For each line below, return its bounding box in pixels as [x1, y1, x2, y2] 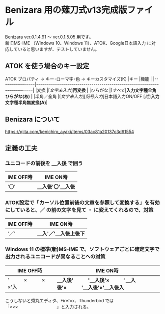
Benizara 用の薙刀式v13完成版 [5, 4, 128, 16]
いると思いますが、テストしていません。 [18, 46, 100, 52]
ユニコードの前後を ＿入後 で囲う [5, 160, 83, 167]
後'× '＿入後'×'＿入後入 [56, 284, 124, 291]
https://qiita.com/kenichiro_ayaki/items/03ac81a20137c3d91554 [5, 129, 134, 134]
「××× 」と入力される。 [5, 304, 91, 310]
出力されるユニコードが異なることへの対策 [5, 253, 106, 260]
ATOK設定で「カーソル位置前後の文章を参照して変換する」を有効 [5, 199, 160, 206]
